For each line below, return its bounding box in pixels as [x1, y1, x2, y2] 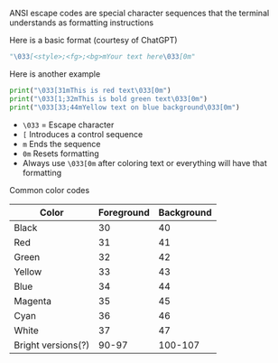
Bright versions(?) [14, 339, 90, 351]
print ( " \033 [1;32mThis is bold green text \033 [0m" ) [9, 94, 208, 103]
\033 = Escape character [22, 119, 115, 130]
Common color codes [9, 184, 90, 195]
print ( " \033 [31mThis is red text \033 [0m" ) [9, 86, 171, 95]
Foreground [97, 206, 151, 219]
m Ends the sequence [22, 138, 101, 149]
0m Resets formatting [22, 148, 99, 159]
